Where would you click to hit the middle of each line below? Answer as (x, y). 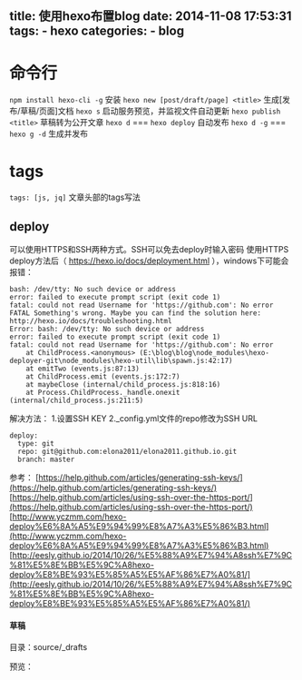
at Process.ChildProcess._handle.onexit (103, 393)
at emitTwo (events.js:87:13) (83, 369)
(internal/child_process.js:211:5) (77, 401)
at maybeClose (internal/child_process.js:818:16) (123, 385)
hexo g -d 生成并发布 (49, 133)
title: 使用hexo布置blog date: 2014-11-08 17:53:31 (151, 16)
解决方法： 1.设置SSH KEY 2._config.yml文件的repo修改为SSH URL (134, 419)
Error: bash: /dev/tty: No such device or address (107, 330)
